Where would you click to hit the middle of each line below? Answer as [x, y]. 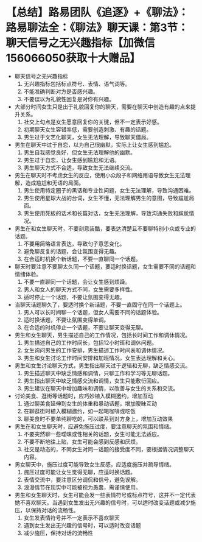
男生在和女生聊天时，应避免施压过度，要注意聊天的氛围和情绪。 [94, 426]
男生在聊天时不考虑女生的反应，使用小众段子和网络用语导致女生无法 [100, 175]
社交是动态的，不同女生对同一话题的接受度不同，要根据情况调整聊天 [109, 449]
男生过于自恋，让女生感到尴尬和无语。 [71, 160]
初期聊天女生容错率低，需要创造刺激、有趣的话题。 [88, 129]
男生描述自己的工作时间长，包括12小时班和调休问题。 [90, 342]
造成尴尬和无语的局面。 [55, 183]
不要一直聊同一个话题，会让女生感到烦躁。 [77, 281]
